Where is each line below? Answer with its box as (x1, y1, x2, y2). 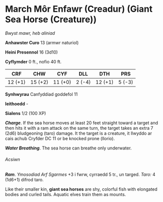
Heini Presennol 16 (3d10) (5, 49, 58, 55)
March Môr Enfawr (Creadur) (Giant (5, 3, 153, 15)
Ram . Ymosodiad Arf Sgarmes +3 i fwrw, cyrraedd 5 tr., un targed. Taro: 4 (5, 172, 156, 177)
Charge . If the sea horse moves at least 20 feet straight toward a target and (5, 119, 158, 126)
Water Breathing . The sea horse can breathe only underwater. (5, 145, 132, 151)
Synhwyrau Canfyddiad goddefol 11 (5, 91, 78, 97)
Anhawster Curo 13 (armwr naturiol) (5, 39, 79, 45)
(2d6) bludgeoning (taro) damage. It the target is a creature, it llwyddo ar (5, 130, 152, 136)
